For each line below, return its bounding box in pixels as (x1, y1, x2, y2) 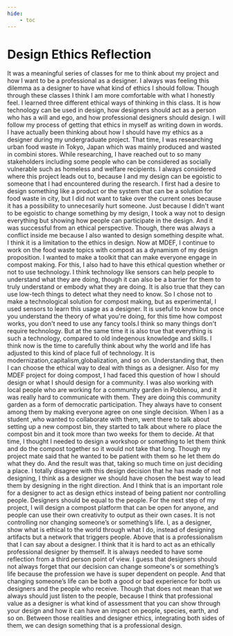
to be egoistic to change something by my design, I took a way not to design (7, 209, 225, 218)
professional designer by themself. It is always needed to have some (7, 548, 203, 556)
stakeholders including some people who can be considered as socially (7, 157, 212, 166)
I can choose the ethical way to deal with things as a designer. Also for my (7, 364, 219, 372)
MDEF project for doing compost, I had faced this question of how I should (7, 371, 221, 380)
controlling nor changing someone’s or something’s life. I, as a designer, (7, 518, 212, 527)
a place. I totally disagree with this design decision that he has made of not (7, 467, 221, 475)
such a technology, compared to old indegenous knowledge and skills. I (7, 334, 212, 343)
